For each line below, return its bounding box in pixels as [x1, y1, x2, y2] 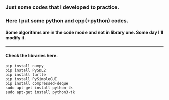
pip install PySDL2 [5, 68, 46, 73]
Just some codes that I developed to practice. [5, 4, 119, 11]
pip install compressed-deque [5, 81, 69, 86]
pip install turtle [5, 72, 46, 77]
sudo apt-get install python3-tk [5, 90, 75, 95]
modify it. [5, 35, 26, 41]
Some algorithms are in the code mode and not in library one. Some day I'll [5, 29, 163, 36]
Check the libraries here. [5, 52, 58, 58]
